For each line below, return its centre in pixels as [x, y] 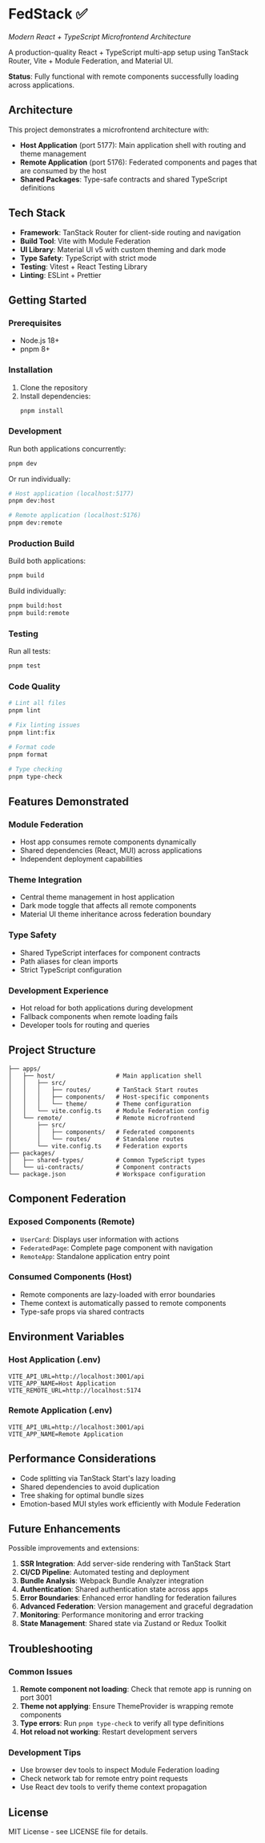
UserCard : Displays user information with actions [99, 1239]
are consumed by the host [63, 170]
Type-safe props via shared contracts [82, 1311]
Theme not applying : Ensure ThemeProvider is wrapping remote [126, 1706]
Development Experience [58, 990]
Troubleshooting [51, 1648]
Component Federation [67, 1199]
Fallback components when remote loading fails [99, 1017]
